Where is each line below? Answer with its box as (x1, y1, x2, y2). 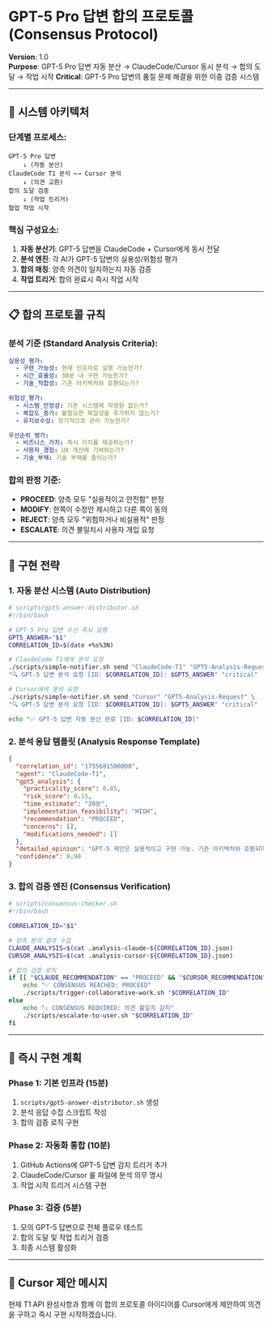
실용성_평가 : (8, 357, 45, 365)
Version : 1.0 (8, 52, 49, 62)
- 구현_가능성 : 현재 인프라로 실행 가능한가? (15, 364, 143, 373)
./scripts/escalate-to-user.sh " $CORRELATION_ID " (23, 1011, 194, 1020)
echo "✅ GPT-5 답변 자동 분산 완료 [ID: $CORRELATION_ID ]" (8, 715, 200, 723)
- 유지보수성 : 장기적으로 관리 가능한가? (15, 417, 130, 425)
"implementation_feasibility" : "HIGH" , (23, 807, 158, 815)
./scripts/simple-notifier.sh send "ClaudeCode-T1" (8, 663, 186, 671)
